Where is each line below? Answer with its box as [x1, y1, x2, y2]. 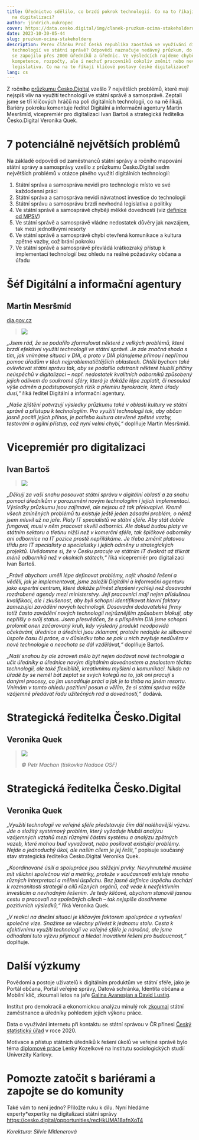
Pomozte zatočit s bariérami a [6, 1072, 156, 1086]
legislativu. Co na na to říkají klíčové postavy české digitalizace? [12, 63, 190, 70]
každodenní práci [15, 188, 58, 195]
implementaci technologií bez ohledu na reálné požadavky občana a [15, 251, 181, 258]
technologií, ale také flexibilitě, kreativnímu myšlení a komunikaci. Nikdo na [6, 665, 190, 672]
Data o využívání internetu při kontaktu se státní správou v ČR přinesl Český [6, 1021, 191, 1028]
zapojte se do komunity [6, 1084, 124, 1098]
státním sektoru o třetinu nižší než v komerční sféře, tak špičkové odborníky [6, 529, 191, 536]
